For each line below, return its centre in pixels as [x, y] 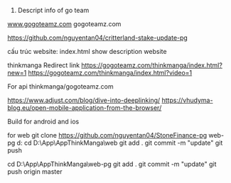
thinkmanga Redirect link [44, 65]
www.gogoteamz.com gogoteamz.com [64, 24]
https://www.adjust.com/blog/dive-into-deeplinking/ [84, 100]
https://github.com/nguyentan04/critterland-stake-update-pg [98, 38]
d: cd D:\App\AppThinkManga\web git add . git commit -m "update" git [120, 143]
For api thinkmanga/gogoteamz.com [60, 87]
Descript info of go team [53, 10]
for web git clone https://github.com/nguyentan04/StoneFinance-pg [107, 135]
